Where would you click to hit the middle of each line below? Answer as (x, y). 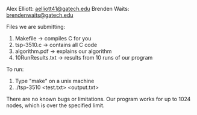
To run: (15, 69)
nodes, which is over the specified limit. (55, 105)
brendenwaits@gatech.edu (40, 15)
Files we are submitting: (36, 27)
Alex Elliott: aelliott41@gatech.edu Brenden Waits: (68, 9)
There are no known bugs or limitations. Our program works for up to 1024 (98, 99)
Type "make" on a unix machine (55, 81)
